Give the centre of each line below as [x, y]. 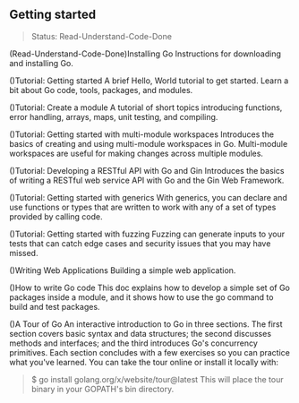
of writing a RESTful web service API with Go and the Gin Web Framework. [147, 180]
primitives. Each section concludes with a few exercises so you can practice [150, 352]
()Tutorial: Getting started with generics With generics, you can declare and [149, 197]
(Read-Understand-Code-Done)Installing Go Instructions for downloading [145, 54]
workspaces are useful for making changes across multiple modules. [137, 153]
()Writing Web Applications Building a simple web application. [123, 270]
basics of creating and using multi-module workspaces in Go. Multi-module [149, 143]
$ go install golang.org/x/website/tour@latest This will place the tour [157, 379]
